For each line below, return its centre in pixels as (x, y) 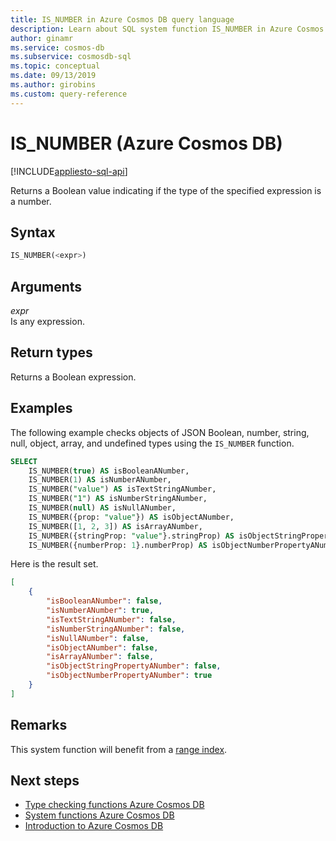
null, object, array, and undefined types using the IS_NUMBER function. (152, 443)
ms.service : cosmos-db (57, 47)
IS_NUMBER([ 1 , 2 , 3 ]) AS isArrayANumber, (115, 526)
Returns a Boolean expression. (73, 377)
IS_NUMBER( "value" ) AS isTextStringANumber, (122, 489)
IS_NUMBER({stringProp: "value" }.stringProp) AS (131, 536)
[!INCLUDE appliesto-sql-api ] (69, 171)
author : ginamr (42, 38)
